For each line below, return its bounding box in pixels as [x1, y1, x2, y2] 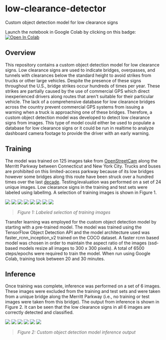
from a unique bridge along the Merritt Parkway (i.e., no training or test [5, 293, 150, 300]
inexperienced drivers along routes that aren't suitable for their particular [5, 93, 154, 99]
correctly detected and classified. [5, 309, 74, 315]
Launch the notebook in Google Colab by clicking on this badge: [5, 29, 136, 35]
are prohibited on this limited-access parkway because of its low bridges [5, 168, 154, 174]
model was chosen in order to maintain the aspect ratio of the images [5, 240, 147, 246]
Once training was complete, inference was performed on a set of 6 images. [5, 283, 161, 289]
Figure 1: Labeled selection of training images [17, 209, 111, 215]
